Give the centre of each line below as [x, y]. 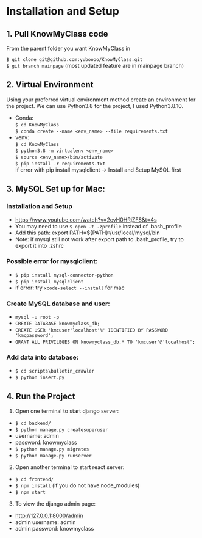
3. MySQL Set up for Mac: [56, 189]
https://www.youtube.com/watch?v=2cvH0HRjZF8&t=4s [86, 220]
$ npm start [30, 493]
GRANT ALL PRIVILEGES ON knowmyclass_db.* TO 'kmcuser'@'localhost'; [105, 342]
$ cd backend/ [33, 423]
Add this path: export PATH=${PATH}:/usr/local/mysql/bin [87, 233]
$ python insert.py [40, 378]
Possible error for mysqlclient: [52, 261]
